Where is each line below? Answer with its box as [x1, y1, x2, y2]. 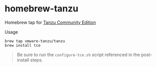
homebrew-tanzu [4, 3, 78, 14]
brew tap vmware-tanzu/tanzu [4, 38, 65, 44]
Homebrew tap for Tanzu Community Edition [4, 19, 96, 25]
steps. [30, 57, 43, 63]
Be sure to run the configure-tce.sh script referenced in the [16, 52, 141, 58]
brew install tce [4, 43, 41, 48]
